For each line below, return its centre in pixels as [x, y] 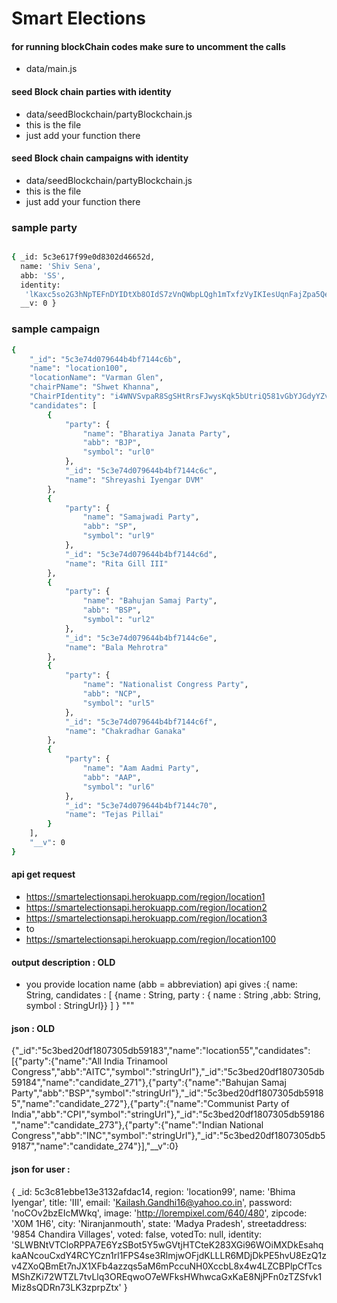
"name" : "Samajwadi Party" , [141, 517]
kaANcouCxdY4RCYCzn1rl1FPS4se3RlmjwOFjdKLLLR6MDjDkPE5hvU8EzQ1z [169, 1255]
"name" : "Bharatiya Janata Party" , [156, 433]
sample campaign [56, 329]
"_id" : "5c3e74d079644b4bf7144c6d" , [141, 554]
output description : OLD [63, 962]
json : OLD [33, 1028]
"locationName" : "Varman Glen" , [96, 378]
